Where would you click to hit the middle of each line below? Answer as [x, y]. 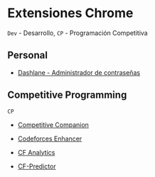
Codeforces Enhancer [50, 138]
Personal [28, 55]
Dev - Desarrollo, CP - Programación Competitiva [77, 33]
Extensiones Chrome [70, 13]
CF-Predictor [37, 166]
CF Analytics [36, 152]
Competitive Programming [67, 95]
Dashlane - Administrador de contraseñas [79, 72]
